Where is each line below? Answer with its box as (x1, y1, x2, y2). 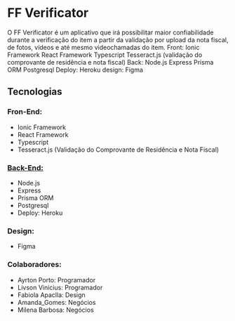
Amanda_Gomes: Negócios (17, 298, 96, 306)
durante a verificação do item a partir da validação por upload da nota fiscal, (7, 35, 229, 44)
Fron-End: (7, 107, 43, 117)
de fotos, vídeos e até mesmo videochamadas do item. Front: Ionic (7, 43, 200, 51)
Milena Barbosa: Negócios (17, 306, 95, 314)
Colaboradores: (7, 260, 62, 270)
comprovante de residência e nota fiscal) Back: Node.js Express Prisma (7, 58, 214, 66)
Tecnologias (7, 86, 62, 98)
